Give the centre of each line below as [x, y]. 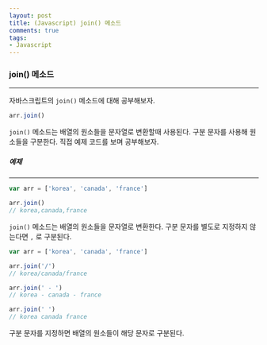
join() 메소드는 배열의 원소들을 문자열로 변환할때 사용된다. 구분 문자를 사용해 [128, 132]
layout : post [31, 16]
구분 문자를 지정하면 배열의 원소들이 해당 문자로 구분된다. [97, 333]
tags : [18, 38]
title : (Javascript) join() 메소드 [65, 23]
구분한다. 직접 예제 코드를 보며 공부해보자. [94, 142]
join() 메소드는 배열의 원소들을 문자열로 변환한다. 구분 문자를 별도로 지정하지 [128, 227]
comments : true [34, 30]
